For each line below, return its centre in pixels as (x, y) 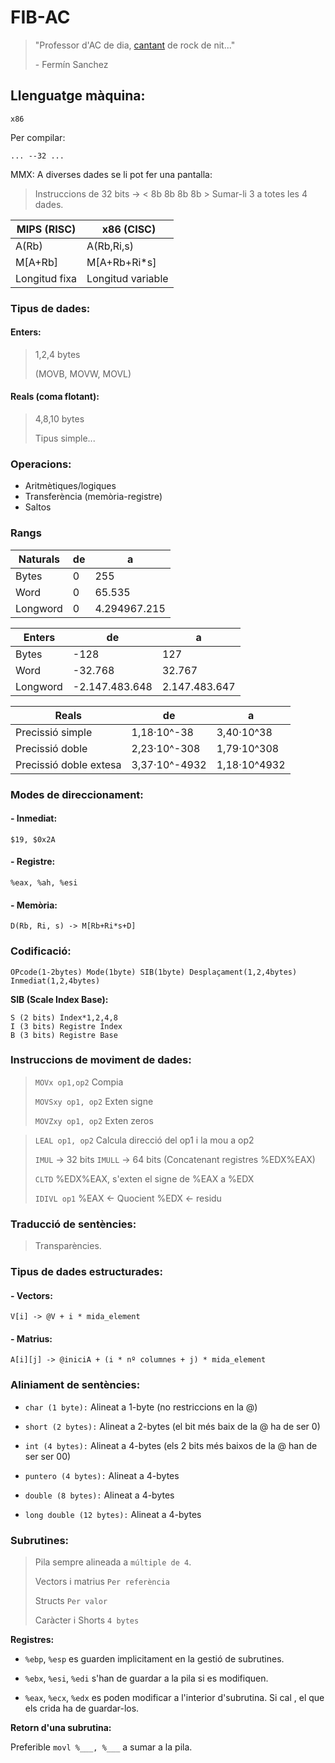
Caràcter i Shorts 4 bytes (87, 1620)
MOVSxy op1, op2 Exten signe (94, 1101)
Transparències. (68, 1246)
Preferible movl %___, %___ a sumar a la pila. (101, 1747)
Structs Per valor (71, 1601)
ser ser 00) (48, 1456)
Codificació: (41, 951)
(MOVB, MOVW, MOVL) (83, 373)
